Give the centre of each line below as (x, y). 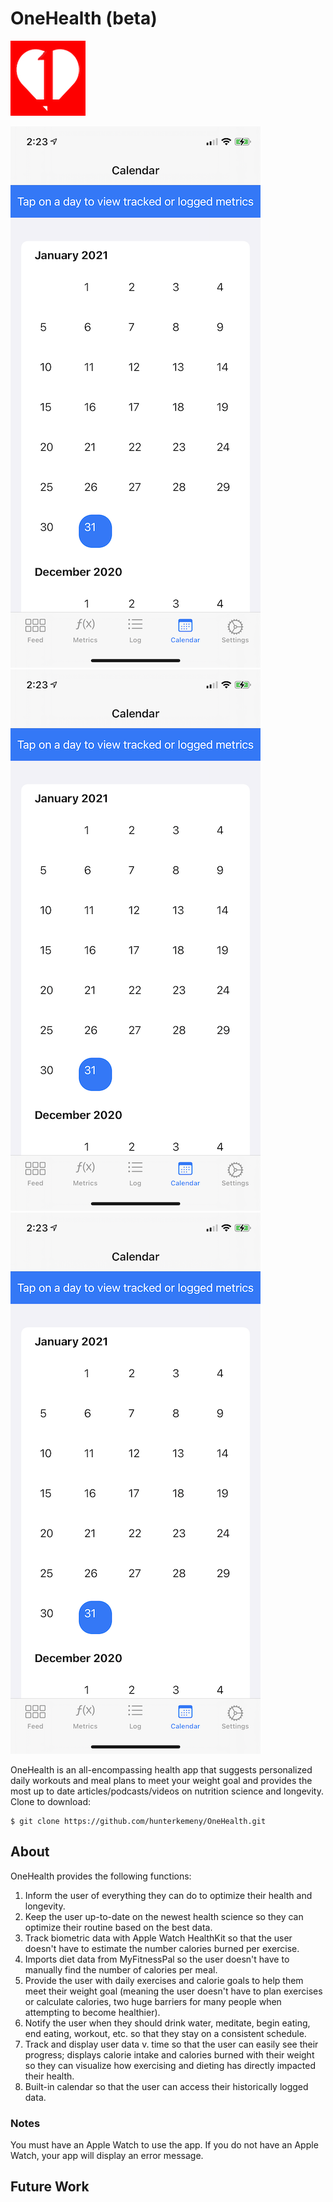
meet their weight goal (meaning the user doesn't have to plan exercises (173, 1991)
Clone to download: (50, 1801)
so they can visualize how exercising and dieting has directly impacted (170, 2065)
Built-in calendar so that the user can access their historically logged (166, 2086)
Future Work (50, 2187)
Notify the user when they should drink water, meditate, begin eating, (167, 2023)
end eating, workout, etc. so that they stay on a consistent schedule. (165, 2033)
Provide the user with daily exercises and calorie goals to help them (164, 1980)
